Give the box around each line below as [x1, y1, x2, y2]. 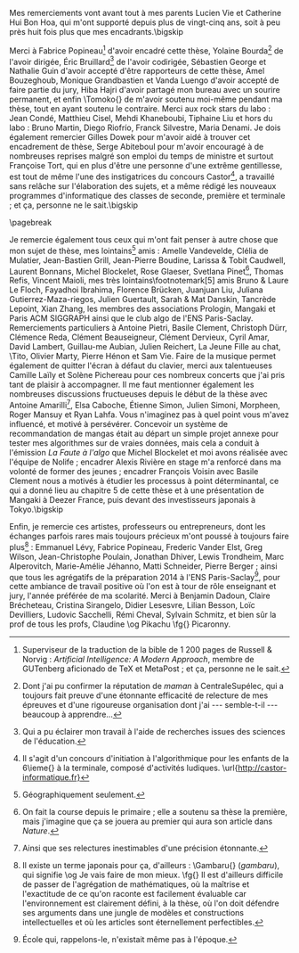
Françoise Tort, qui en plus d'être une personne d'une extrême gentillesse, [9, 160, 283, 171]
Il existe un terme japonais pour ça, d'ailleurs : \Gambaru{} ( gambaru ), [21, 860, 280, 871]
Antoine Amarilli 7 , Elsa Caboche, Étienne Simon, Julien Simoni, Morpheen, [9, 398, 280, 410]
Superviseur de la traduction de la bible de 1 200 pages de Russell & [21, 645, 273, 655]
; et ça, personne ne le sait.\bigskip [9, 200, 138, 210]
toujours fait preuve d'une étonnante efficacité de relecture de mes [21, 690, 269, 701]
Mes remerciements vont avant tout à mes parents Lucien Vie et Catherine [9, 8, 282, 18]
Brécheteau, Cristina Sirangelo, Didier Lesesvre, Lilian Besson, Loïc [9, 600, 255, 611]
